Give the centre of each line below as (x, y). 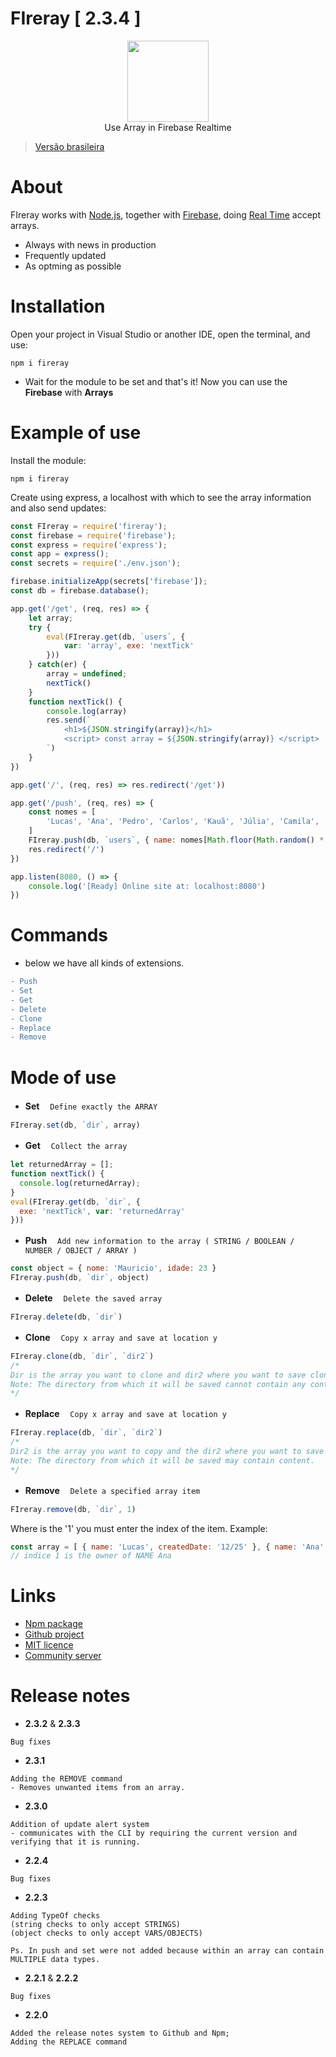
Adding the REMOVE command (66, 1779)
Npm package (53, 1624)
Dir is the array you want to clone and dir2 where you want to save (158, 1375)
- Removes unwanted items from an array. (98, 1788)
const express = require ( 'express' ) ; (89, 545)
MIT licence (49, 1645)
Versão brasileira (69, 146)
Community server (63, 1656)
